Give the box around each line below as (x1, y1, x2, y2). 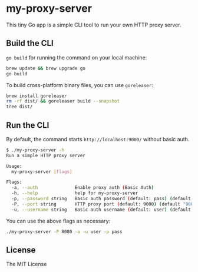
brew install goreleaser (6, 93, 67, 99)
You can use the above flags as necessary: (6, 217, 111, 224)
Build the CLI (6, 38, 54, 48)
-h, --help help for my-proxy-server (11, 190, 138, 196)
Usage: (6, 163, 22, 169)
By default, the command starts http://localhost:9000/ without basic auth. (6, 135, 190, 142)
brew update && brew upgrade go (6, 65, 85, 71)
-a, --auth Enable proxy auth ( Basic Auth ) (11, 185, 154, 191)
